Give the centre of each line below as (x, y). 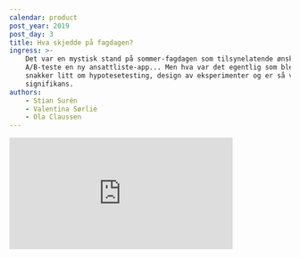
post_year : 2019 (39, 26)
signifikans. (50, 84)
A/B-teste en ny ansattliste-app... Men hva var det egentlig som (151, 68)
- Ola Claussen (54, 117)
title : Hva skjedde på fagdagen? (71, 42)
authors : (25, 92)
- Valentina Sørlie (62, 109)
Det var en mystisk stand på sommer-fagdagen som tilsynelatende (150, 59)
